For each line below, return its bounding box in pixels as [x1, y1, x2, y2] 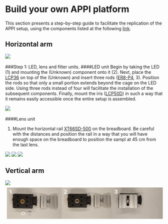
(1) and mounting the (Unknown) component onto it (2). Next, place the [5, 69, 151, 75]
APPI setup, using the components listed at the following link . [5, 25, 131, 31]
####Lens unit [5, 116, 35, 122]
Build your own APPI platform [5, 4, 129, 15]
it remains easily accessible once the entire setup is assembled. [5, 95, 136, 101]
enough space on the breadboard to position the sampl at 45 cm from [12, 136, 156, 142]
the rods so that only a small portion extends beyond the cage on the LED [5, 79, 156, 86]
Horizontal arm [5, 40, 53, 49]
